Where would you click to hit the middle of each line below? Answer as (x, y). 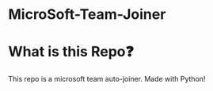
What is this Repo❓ (71, 52)
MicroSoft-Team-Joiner (87, 15)
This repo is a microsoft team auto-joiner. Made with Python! (107, 79)
